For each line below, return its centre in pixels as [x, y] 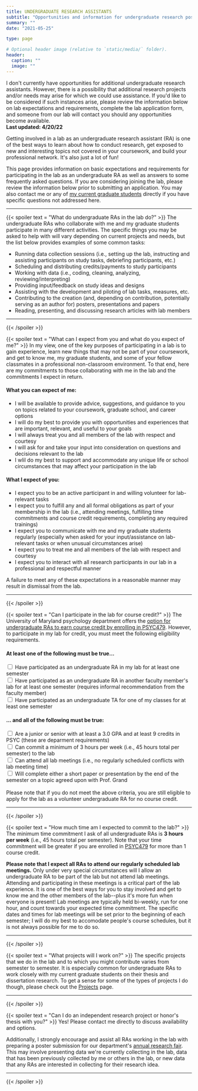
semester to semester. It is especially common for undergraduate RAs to [94, 968]
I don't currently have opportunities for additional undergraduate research [96, 83]
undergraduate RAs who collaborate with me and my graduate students [93, 223]
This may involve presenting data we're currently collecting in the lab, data [97, 1052]
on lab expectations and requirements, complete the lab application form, [95, 108]
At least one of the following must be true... [60, 653]
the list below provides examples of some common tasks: [76, 242]
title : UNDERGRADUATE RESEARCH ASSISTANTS [59, 12]
